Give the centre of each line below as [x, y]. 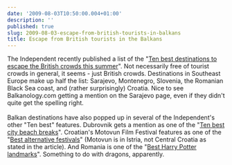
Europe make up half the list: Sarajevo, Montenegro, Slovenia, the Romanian [115, 81]
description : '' [30, 20]
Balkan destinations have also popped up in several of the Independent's [111, 117]
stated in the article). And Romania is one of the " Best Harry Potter [102, 147]
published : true [30, 26]
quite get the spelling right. [46, 103]
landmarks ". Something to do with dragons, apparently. [86, 154]
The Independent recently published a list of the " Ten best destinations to [112, 59]
